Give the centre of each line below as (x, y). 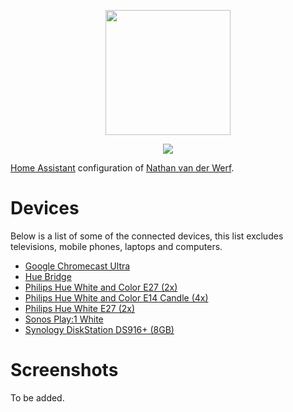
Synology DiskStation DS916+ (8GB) (99, 329)
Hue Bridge (48, 276)
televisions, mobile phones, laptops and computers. (116, 246)
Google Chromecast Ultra (77, 266)
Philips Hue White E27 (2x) (80, 308)
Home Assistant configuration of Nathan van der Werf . (122, 168)
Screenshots (64, 370)
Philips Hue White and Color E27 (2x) (101, 287)
